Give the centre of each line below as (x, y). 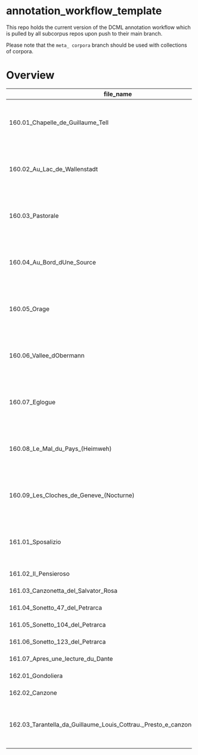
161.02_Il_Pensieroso (39, 573)
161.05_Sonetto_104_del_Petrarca (57, 624)
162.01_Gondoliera (36, 676)
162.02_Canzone (33, 692)
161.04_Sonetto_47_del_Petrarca (55, 608)
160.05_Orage (29, 309)
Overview (30, 75)
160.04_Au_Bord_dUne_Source (52, 262)
